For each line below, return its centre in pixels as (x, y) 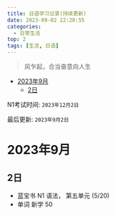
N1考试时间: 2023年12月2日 (43, 104)
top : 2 (17, 40)
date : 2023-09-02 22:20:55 (46, 20)
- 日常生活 (27, 33)
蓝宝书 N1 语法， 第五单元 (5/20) (63, 196)
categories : (24, 26)
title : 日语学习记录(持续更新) (47, 14)
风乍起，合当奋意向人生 (57, 66)
